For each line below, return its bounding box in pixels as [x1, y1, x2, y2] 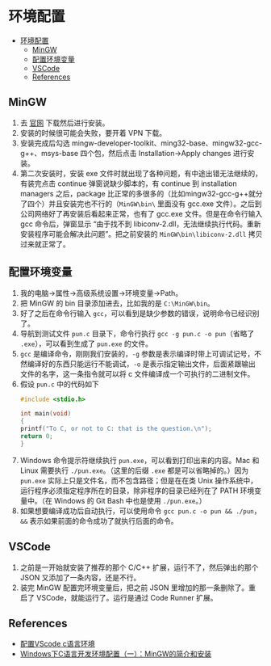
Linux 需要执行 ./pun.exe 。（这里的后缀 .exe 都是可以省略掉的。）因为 [19, 466, 249, 475]
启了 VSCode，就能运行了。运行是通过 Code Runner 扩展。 [19, 592, 218, 602]
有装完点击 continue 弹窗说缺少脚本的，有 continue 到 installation [19, 179, 238, 188]
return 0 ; [19, 432, 54, 440]
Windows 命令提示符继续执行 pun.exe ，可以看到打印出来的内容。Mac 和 [19, 455, 260, 465]
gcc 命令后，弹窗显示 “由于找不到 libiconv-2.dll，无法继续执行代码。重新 [19, 219, 261, 229]
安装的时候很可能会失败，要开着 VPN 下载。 [19, 128, 167, 137]
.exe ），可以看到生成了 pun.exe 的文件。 [19, 339, 153, 348]
